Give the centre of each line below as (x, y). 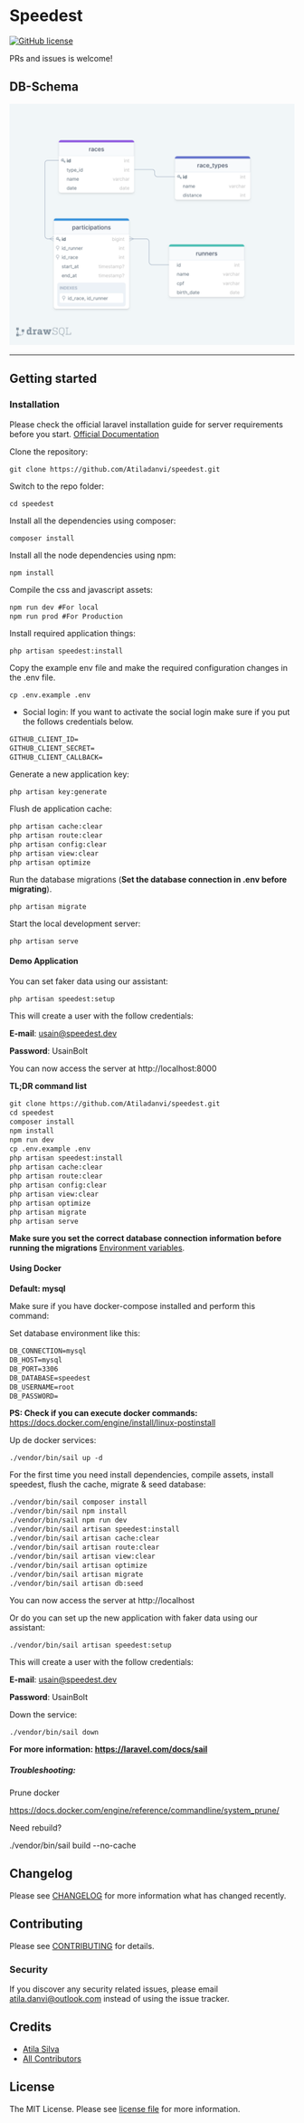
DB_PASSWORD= (34, 1396)
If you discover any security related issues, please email (114, 1989)
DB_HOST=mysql (36, 1360)
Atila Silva (41, 2049)
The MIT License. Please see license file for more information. (125, 2109)
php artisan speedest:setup (62, 999)
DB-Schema (44, 87)
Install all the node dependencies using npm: (93, 555)
